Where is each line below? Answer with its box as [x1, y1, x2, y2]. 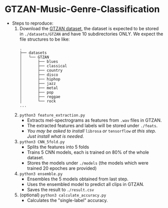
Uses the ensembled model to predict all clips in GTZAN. [27, 181, 144, 187]
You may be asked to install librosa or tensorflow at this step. [27, 128, 156, 134]
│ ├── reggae [19, 94, 61, 99]
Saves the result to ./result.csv [27, 186, 94, 192]
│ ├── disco [19, 72, 58, 77]
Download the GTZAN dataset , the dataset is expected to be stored [19, 25, 159, 31]
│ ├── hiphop [19, 76, 61, 81]
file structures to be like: [19, 36, 70, 42]
